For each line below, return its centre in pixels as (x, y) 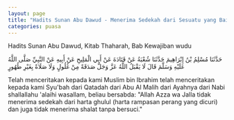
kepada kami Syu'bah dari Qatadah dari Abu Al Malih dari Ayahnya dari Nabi (116, 88)
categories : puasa (34, 26)
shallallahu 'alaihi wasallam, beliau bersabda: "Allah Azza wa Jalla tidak (109, 94)
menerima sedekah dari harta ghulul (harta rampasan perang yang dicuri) (113, 102)
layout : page (27, 13)
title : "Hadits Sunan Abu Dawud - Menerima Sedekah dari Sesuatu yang (112, 20)
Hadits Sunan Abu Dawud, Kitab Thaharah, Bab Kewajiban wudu (100, 46)
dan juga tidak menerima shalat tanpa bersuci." (75, 109)
